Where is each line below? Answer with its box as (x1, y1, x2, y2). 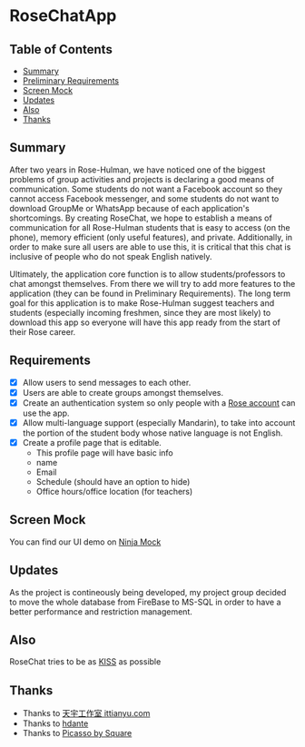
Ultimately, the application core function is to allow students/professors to (9, 269, 286, 280)
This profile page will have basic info (35, 447, 174, 458)
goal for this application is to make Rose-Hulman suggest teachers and (9, 297, 275, 309)
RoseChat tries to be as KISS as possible (9, 656, 162, 667)
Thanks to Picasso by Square (22, 728, 133, 739)
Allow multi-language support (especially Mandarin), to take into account (22, 417, 296, 428)
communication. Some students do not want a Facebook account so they (9, 183, 283, 194)
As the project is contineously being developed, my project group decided (9, 586, 287, 597)
